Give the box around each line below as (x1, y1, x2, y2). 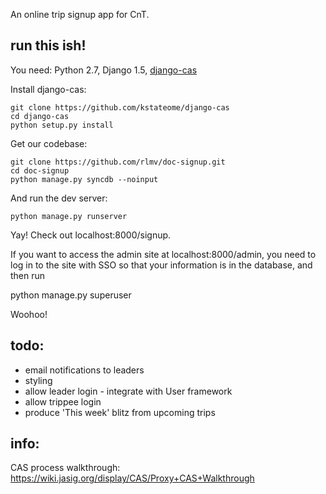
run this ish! (10, 37, 87, 54)
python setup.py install (10, 120, 114, 130)
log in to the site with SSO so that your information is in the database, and (10, 259, 313, 271)
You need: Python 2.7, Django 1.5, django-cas (10, 64, 198, 76)
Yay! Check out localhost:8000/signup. (10, 229, 172, 241)
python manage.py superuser (10, 289, 132, 301)
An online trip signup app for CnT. (10, 9, 150, 20)
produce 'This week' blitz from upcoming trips (24, 406, 216, 418)
